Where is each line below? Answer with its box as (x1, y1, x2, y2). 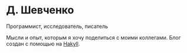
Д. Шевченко (6, 3, 74, 17)
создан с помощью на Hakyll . (6, 40, 80, 47)
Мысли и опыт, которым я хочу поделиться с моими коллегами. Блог (6, 34, 181, 41)
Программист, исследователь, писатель (6, 23, 108, 30)
